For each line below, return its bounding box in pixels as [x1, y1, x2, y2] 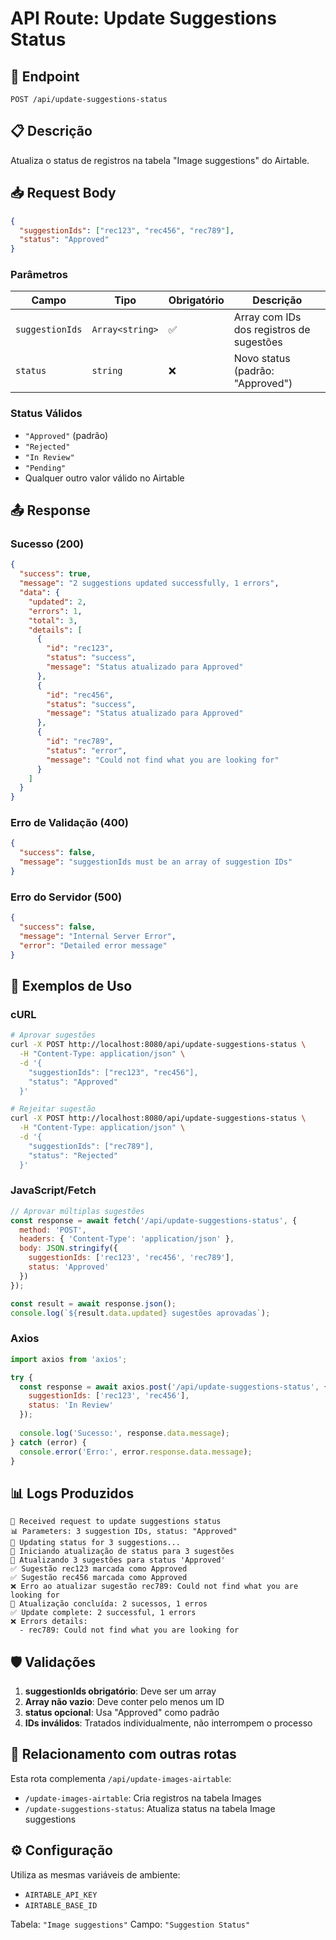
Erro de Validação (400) [10, 816, 129, 830]
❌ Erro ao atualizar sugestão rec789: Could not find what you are [10, 1582, 299, 1592]
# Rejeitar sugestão [10, 1104, 97, 1114]
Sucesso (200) [10, 537, 85, 551]
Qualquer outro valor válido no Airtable [24, 472, 185, 484]
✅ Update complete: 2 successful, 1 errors [10, 1608, 197, 1618]
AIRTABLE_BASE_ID [24, 1900, 98, 1911]
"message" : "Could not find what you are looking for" [46, 755, 280, 765]
